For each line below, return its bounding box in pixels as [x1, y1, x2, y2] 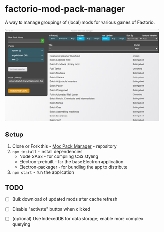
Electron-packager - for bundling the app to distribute [19, 164, 128, 170]
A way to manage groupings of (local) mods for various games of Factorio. [5, 19, 155, 25]
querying [12, 221, 31, 227]
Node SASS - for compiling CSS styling [19, 154, 99, 159]
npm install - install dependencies [12, 149, 82, 155]
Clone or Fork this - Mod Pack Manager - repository [12, 143, 117, 149]
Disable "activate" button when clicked [12, 206, 90, 212]
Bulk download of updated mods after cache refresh [12, 196, 118, 202]
